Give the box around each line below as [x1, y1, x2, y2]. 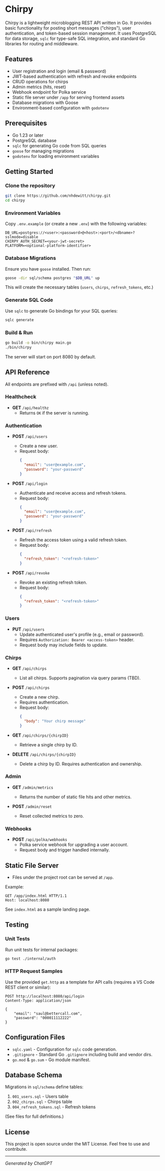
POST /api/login [12, 480, 48, 486]
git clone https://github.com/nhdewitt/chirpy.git [5, 193, 111, 198]
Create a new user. [19, 443, 58, 449]
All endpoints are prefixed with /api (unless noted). [5, 381, 109, 387]
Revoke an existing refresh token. [19, 579, 87, 585]
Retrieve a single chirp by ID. [19, 742, 78, 747]
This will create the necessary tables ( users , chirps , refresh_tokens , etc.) [5, 284, 154, 290]
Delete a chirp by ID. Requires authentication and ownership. [19, 761, 142, 767]
